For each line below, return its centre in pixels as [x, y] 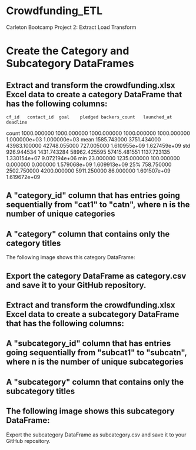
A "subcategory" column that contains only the [95, 382]
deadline [17, 122]
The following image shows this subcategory [90, 411]
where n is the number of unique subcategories [95, 362]
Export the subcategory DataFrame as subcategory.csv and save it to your [96, 435]
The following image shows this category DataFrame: [71, 257]
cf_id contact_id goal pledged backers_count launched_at [89, 117]
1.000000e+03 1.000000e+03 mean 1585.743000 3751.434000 [84, 139]
